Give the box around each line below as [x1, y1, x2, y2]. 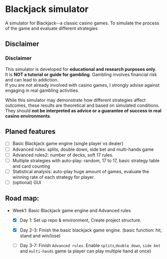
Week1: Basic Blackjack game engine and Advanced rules [12, 207, 131, 213]
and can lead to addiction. [5, 76, 59, 83]
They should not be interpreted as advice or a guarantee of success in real [5, 107, 162, 113]
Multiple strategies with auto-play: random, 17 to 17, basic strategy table [12, 157, 160, 163]
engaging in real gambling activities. [5, 87, 80, 93]
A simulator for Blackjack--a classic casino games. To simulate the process [5, 20, 160, 26]
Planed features [5, 127, 56, 136]
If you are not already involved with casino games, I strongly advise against [5, 82, 160, 88]
